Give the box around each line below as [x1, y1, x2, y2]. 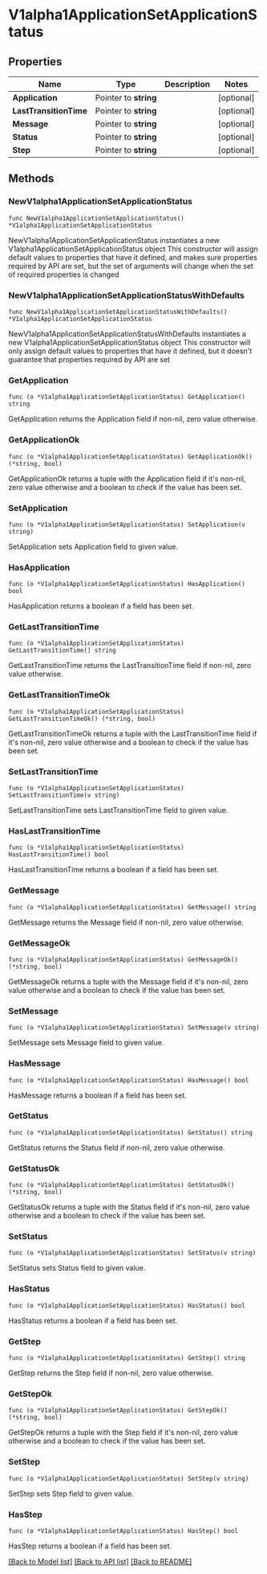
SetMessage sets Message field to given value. [8, 1038, 164, 1048]
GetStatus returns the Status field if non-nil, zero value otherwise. [8, 1143, 225, 1152]
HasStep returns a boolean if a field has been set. [8, 1541, 172, 1551]
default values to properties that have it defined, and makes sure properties [8, 252, 258, 262]
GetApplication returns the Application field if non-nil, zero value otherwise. [8, 414, 258, 424]
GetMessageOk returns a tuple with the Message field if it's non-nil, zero [8, 976, 249, 987]
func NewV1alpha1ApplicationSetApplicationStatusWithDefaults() [8, 307, 228, 315]
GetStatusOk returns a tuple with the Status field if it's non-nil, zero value [8, 1202, 250, 1212]
